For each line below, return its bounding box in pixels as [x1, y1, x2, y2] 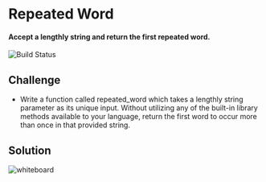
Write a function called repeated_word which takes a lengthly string [19, 94, 243, 105]
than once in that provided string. [19, 120, 131, 130]
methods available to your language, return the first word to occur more [19, 112, 257, 122]
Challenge [8, 73, 61, 87]
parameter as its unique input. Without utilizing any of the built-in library [19, 103, 259, 113]
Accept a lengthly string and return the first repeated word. [8, 31, 211, 41]
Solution [8, 143, 51, 157]
